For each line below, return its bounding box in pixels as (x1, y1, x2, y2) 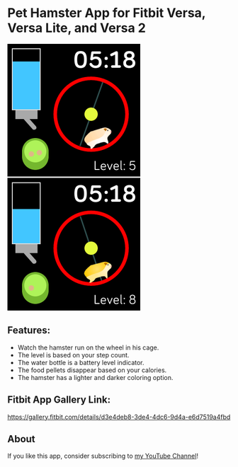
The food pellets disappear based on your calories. (17, 366, 167, 374)
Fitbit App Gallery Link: (7, 394, 111, 406)
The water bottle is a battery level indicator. (17, 358, 144, 367)
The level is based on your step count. (17, 350, 130, 359)
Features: (7, 324, 51, 337)
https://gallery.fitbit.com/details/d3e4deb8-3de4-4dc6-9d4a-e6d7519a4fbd (7, 413, 231, 421)
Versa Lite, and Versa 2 (7, 20, 147, 36)
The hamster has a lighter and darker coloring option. (17, 373, 174, 381)
